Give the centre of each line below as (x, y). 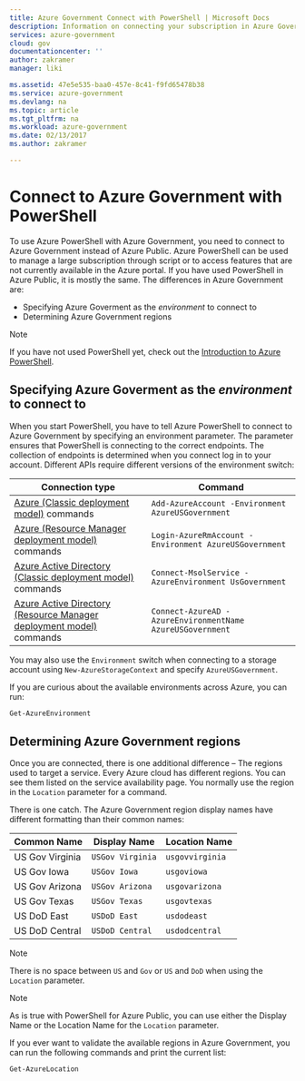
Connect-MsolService (196, 572)
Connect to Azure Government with (146, 197)
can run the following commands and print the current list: (118, 1053)
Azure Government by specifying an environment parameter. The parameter (151, 436)
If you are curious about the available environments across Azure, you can (148, 687)
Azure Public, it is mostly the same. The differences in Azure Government (147, 280)
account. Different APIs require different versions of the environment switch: (152, 465)
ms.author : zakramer (49, 144)
